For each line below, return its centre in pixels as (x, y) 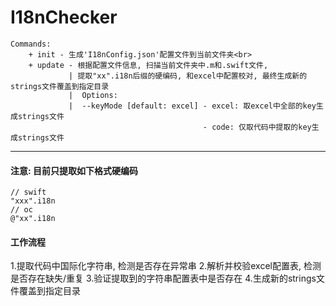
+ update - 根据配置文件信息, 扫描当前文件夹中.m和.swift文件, (148, 65)
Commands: (31, 44)
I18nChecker (64, 17)
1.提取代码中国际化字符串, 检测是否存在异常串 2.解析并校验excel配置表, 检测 (166, 266)
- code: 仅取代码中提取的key (257, 127)
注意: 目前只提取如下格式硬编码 (74, 170)
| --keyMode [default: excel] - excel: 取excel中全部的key (192, 106)
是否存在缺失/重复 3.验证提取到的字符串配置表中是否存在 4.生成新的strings (163, 278)
